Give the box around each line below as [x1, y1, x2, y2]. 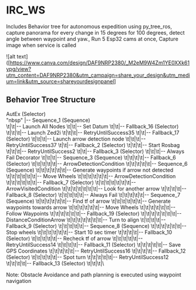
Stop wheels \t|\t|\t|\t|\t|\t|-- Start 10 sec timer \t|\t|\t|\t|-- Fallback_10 [6, 228, 173, 236]
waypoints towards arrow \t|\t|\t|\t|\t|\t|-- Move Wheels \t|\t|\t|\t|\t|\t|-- [6, 203, 176, 211]
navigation [6, 277, 32, 284]
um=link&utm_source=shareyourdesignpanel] [6, 77, 116, 85]
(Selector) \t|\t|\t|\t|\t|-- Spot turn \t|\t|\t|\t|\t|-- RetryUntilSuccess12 [6, 253, 169, 261]
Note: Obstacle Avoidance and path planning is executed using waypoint [6, 271, 182, 278]
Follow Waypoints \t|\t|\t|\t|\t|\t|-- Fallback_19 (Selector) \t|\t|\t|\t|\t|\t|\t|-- [6, 210, 182, 217]
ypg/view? [6, 65, 31, 72]
